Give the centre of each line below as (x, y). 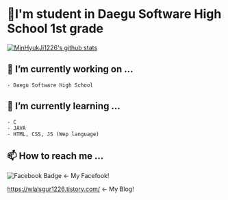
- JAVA (16, 128)
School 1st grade (55, 29)
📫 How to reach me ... (55, 156)
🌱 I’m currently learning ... (64, 106)
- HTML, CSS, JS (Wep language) (53, 134)
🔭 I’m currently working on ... (70, 69)
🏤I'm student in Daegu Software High (114, 14)
